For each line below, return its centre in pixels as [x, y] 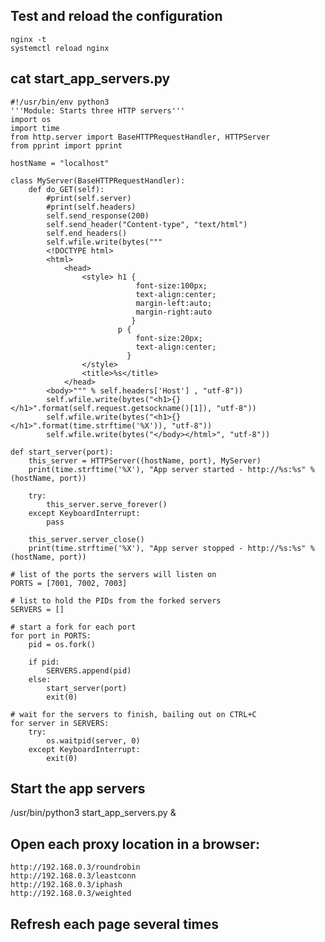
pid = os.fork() [62, 644]
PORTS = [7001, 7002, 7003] [69, 583]
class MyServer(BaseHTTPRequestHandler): [98, 180]
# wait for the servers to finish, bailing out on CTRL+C [133, 714]
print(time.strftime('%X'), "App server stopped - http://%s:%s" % [171, 548]
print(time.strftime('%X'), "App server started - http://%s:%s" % [171, 469]
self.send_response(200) [98, 215]
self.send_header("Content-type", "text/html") [147, 224]
